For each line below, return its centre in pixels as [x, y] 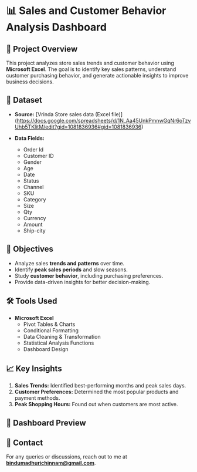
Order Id [33, 149]
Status [31, 181]
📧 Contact [25, 443]
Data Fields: [30, 138]
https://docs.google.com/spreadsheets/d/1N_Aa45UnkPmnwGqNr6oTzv [104, 120]
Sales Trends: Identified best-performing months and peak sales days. [100, 386]
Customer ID [38, 156]
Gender [33, 162]
